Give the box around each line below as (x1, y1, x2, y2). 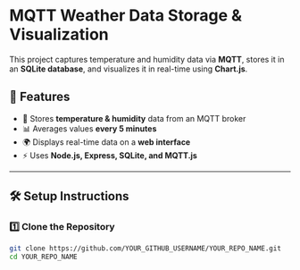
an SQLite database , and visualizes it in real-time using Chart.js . (9, 63, 248, 74)
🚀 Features (9, 89, 71, 105)
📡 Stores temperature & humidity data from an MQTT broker (21, 113, 246, 123)
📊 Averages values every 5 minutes (21, 122, 157, 134)
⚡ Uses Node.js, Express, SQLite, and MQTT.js (21, 149, 198, 161)
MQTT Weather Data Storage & (9, 5, 243, 26)
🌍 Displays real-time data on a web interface (21, 136, 191, 148)
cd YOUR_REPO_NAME (9, 252, 78, 262)
